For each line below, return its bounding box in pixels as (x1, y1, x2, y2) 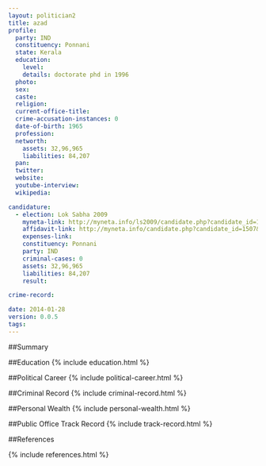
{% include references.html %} (8, 449, 109, 459)
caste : (15, 93, 37, 101)
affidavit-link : (22, 225, 77, 233)
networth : (15, 137, 47, 145)
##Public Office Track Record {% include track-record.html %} (8, 418, 213, 429)
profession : (15, 129, 55, 137)
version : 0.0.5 (8, 313, 59, 322)
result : (22, 277, 47, 285)
